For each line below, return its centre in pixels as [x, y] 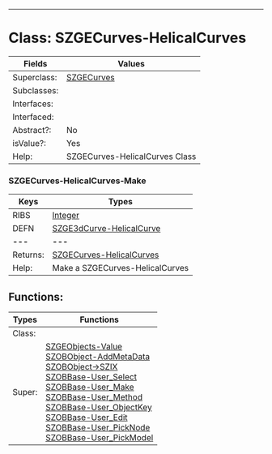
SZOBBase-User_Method [94, 397]
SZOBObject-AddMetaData [98, 357]
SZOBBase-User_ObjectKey [99, 408]
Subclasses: [36, 90]
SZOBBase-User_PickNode [98, 428]
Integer [66, 216]
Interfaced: [33, 117]
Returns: [28, 255]
